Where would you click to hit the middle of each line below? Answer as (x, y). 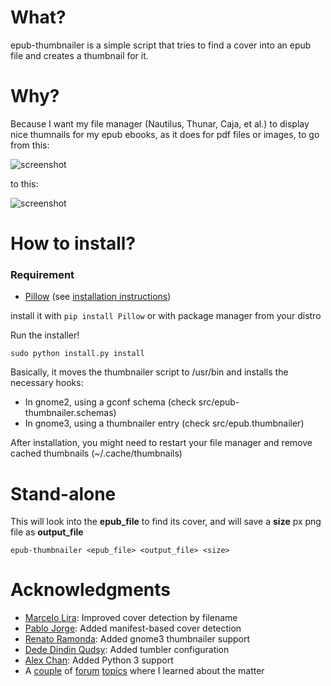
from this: (30, 145)
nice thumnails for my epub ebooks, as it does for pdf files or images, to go (165, 134)
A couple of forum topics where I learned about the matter (144, 671)
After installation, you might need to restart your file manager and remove (161, 443)
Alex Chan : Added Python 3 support (99, 660)
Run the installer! (45, 335)
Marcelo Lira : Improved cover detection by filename (131, 618)
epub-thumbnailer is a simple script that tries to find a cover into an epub (161, 45)
